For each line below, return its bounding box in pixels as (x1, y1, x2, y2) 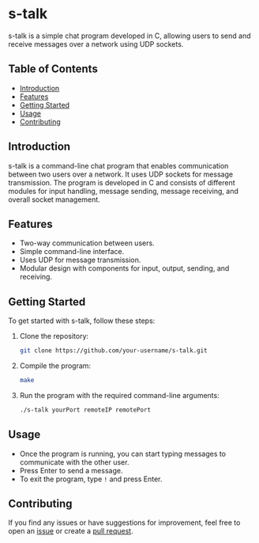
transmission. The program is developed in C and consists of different (8, 177, 235, 187)
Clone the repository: (19, 332, 89, 341)
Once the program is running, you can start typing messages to (19, 449, 227, 458)
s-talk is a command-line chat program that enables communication (8, 161, 229, 170)
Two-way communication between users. (19, 238, 156, 248)
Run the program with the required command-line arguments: (19, 390, 220, 400)
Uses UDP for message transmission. (19, 255, 141, 265)
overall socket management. (8, 195, 100, 204)
